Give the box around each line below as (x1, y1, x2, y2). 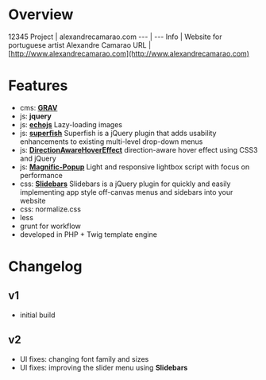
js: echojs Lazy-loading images (19, 119, 123, 129)
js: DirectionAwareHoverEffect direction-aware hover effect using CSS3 (19, 145, 258, 154)
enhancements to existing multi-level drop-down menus (19, 137, 203, 146)
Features (8, 77, 68, 95)
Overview (8, 6, 74, 24)
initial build (19, 310, 56, 320)
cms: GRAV (19, 103, 58, 112)
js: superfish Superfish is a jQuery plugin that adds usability (19, 128, 217, 138)
